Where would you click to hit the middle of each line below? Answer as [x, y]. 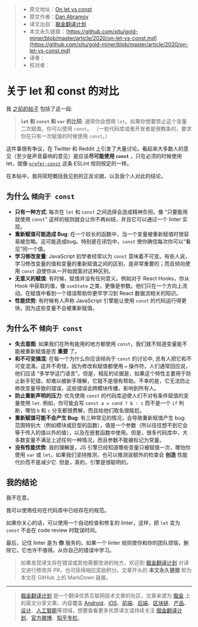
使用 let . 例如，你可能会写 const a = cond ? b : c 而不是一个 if [99, 403]
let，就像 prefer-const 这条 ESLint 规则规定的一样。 [69, 163]
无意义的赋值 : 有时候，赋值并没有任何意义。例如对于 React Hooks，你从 [102, 278]
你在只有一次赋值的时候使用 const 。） [65, 136]
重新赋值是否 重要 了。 [52, 351]
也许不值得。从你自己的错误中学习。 [70, 550]
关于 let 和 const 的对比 [63, 91]
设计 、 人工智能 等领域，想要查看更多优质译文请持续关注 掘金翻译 [99, 610]
